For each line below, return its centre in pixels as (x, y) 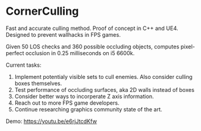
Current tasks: (24, 65)
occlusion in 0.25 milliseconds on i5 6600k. (80, 53)
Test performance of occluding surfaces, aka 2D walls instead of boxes (104, 89)
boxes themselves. (38, 83)
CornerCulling (42, 11)
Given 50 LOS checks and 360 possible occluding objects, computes (93, 47)
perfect (15, 53)
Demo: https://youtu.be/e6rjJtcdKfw (51, 121)
